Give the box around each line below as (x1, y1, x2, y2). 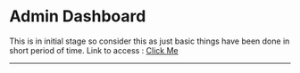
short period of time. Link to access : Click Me (9, 45, 179, 55)
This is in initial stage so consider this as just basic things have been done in (9, 36, 290, 46)
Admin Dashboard (9, 6, 146, 27)
